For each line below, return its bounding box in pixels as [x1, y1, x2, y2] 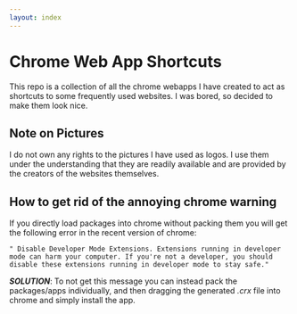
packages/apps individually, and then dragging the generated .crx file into [9, 285, 281, 296]
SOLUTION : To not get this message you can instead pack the [9, 276, 238, 286]
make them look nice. [9, 100, 88, 111]
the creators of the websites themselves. [9, 169, 160, 179]
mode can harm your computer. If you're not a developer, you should [9, 252, 274, 261]
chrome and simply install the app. [9, 295, 136, 306]
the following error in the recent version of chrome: [9, 227, 197, 238]
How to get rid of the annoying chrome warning [9, 194, 277, 210]
